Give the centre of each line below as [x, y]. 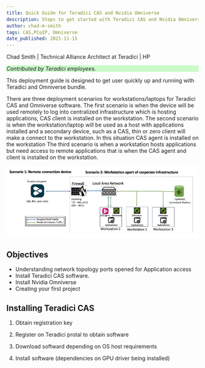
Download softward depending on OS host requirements [86, 347]
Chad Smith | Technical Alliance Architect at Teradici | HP [78, 57]
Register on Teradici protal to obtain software [72, 335]
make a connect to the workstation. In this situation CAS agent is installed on [103, 138]
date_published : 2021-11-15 [42, 39]
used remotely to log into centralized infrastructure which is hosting [92, 112]
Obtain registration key [44, 323]
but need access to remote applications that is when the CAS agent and [96, 151]
